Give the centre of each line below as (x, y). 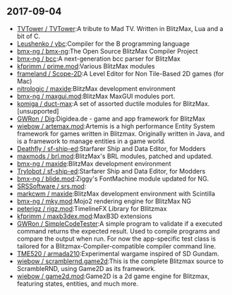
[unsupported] (38, 111)
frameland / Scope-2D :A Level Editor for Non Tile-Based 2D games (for (120, 73)
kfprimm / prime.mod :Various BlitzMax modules (86, 66)
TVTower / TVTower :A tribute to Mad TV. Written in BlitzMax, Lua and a (120, 28)
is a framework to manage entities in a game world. (91, 141)
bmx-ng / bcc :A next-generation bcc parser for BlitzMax (98, 59)
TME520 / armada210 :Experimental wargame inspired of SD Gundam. (118, 253)
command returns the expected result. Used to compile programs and (118, 231)
